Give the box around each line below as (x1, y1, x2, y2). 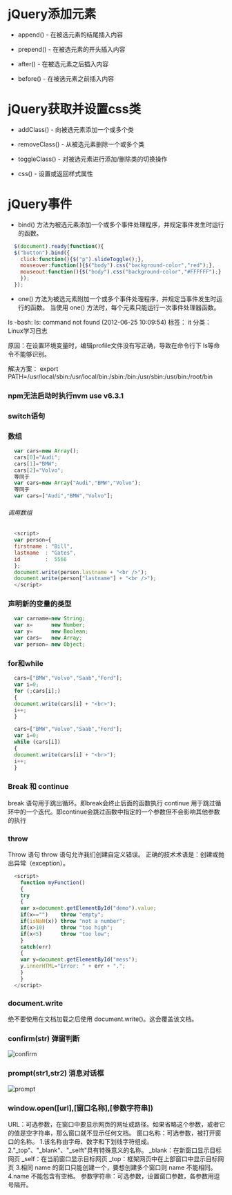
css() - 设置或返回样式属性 (17, 169, 94, 178)
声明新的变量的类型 (8, 599, 72, 609)
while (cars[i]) (14, 738, 61, 745)
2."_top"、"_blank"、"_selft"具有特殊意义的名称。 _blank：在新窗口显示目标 (8, 1146, 222, 1154)
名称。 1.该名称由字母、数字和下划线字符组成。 (19, 1137, 153, 1145)
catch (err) (20, 944, 52, 950)
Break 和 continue (8, 782, 69, 792)
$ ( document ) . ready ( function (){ (14, 242, 104, 249)
